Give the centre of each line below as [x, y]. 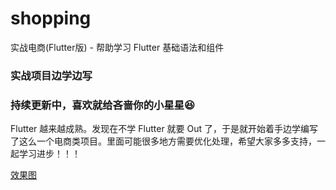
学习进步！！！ [49, 154]
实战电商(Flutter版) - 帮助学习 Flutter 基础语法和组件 [117, 47]
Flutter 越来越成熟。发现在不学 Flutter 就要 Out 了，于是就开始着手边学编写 [164, 129]
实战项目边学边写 [51, 75]
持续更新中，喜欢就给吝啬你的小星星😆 [103, 105]
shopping [51, 18]
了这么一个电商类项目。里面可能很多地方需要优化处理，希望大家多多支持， [163, 141]
